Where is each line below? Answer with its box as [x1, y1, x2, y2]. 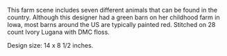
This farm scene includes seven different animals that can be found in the [7, 6, 217, 14]
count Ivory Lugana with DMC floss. [7, 28, 110, 36]
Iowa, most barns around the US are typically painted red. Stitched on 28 [7, 21, 216, 28]
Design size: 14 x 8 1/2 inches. [7, 41, 94, 49]
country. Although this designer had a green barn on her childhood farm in [7, 13, 220, 21]
